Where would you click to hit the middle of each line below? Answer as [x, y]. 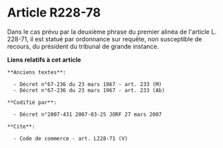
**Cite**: [21, 126]
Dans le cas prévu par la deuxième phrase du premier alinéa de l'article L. [112, 32]
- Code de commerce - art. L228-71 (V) [71, 138]
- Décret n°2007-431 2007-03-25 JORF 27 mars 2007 [88, 114]
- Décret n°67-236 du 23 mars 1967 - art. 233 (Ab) [89, 90]
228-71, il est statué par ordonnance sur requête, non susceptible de [105, 39]
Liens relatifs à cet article [44, 59]
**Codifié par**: [32, 102]
